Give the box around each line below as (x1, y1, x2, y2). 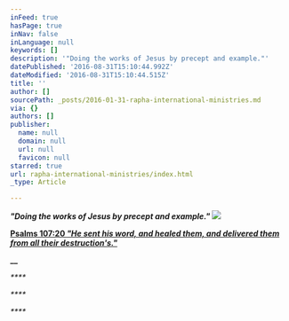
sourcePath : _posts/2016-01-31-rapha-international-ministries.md (10, 95, 261, 105)
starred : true (10, 161, 63, 170)
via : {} (10, 104, 39, 113)
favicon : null (18, 153, 70, 162)
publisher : (10, 121, 51, 129)
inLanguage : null (10, 37, 75, 47)
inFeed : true (10, 12, 59, 22)
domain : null (18, 137, 67, 145)
